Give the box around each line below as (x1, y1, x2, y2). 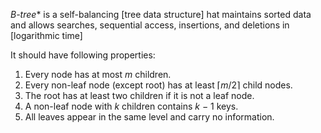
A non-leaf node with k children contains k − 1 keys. (24, 100, 239, 112)
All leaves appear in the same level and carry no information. (24, 111, 275, 123)
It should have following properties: (10, 49, 156, 61)
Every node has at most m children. (24, 69, 172, 80)
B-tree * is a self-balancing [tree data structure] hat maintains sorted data (10, 9, 312, 20)
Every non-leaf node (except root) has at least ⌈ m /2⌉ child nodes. (24, 79, 293, 91)
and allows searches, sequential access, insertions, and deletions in (10, 19, 290, 31)
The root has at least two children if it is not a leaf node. (24, 90, 255, 101)
